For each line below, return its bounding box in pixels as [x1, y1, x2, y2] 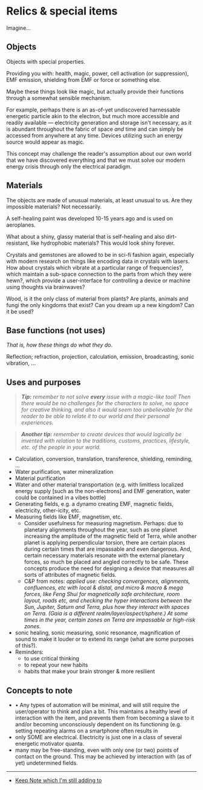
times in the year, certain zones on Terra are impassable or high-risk [24, 616, 196, 623]
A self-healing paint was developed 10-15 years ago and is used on [6, 214, 173, 222]
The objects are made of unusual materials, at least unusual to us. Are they [6, 196, 193, 204]
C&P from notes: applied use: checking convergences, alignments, [24, 577, 190, 585]
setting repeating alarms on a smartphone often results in [14, 727, 158, 734]
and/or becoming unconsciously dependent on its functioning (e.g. [14, 721, 182, 728]
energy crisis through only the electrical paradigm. [6, 162, 132, 170]
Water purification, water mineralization [14, 468, 114, 476]
